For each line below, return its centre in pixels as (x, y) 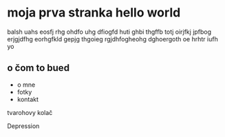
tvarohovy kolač (30, 112)
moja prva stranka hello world (94, 13)
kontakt (28, 99)
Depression (23, 126)
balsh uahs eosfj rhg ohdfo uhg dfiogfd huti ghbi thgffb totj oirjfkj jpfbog (109, 32)
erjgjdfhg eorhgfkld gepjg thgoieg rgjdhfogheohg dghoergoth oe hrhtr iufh (112, 39)
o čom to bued (39, 68)
